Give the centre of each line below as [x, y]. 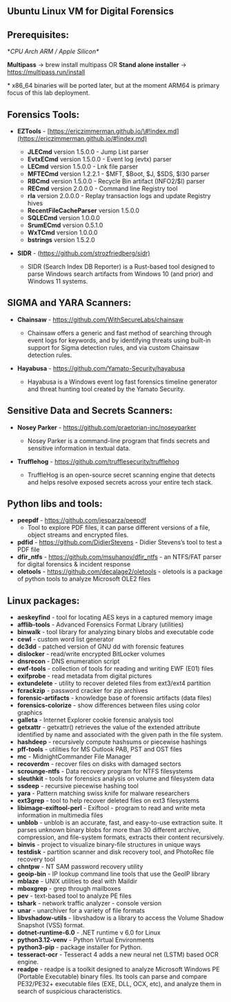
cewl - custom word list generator [66, 639]
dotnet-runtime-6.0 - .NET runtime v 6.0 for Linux [89, 933]
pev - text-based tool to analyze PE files [74, 896]
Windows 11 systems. [58, 282]
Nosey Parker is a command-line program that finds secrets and [119, 440]
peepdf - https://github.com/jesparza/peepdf [82, 520]
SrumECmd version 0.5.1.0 [65, 225]
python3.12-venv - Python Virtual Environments [86, 940]
